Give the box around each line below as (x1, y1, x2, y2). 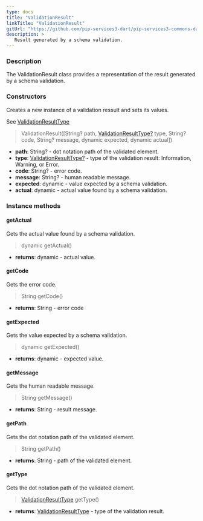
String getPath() (21, 445, 62, 452)
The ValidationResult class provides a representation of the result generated (6, 71, 196, 78)
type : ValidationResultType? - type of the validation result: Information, (14, 154, 192, 161)
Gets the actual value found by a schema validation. (6, 230, 135, 237)
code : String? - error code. (14, 167, 82, 174)
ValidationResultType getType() (21, 496, 100, 503)
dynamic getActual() (21, 242, 72, 249)
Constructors (6, 92, 47, 101)
